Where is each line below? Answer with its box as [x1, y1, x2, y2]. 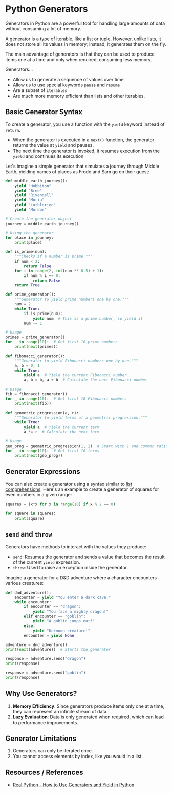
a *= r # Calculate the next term [24, 430, 100, 435]
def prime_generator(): [5, 292, 56, 297]
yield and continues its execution [12, 153, 84, 159]
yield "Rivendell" [14, 193, 54, 198]
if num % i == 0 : [24, 273, 60, 278]
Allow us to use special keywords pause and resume [12, 82, 120, 88]
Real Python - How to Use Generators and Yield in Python [12, 782, 135, 788]
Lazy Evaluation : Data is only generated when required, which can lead [12, 714, 164, 720]
